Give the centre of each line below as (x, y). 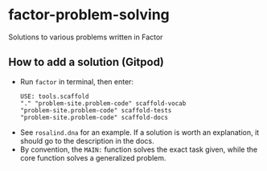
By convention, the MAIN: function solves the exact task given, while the (139, 149)
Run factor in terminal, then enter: (77, 81)
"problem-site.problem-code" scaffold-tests (96, 110)
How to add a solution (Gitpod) (86, 62)
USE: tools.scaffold (54, 96)
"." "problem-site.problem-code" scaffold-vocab (103, 103)
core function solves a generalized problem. (93, 157)
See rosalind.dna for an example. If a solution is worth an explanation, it (140, 132)
